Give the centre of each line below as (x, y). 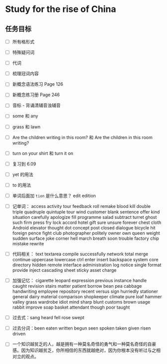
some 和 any (25, 116)
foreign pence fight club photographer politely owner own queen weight (86, 233)
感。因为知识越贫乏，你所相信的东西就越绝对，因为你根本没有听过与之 (84, 351)
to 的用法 (22, 185)
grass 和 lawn (26, 127)
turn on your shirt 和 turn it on (43, 153)
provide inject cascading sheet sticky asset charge (64, 270)
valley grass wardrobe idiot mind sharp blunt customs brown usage (81, 302)
